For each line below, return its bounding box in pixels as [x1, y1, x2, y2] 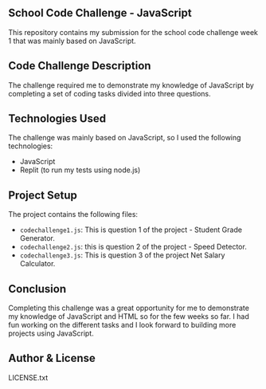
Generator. [19, 234, 56, 243]
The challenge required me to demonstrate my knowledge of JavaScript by [8, 80, 255, 90]
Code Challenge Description [8, 59, 151, 73]
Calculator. [19, 259, 56, 269]
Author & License [8, 352, 96, 365]
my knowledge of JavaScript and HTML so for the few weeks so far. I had [8, 312, 249, 321]
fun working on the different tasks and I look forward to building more [8, 320, 237, 330]
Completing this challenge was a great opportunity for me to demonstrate [8, 303, 249, 313]
